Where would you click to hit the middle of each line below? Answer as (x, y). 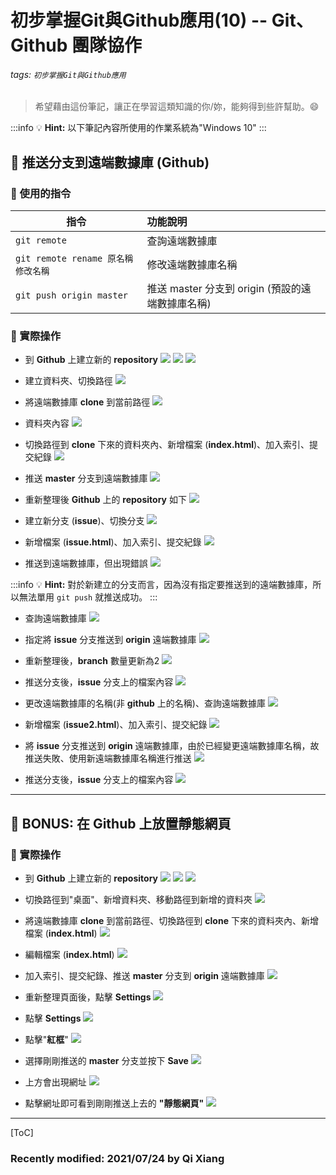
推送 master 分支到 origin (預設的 (224, 289)
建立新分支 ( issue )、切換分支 (84, 521)
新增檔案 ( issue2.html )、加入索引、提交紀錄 (116, 725)
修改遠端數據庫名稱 (192, 265)
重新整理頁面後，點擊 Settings (88, 997)
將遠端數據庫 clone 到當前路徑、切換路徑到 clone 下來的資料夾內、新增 (171, 921)
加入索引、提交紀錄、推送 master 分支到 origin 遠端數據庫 (144, 976)
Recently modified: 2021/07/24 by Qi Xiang (117, 1158)
